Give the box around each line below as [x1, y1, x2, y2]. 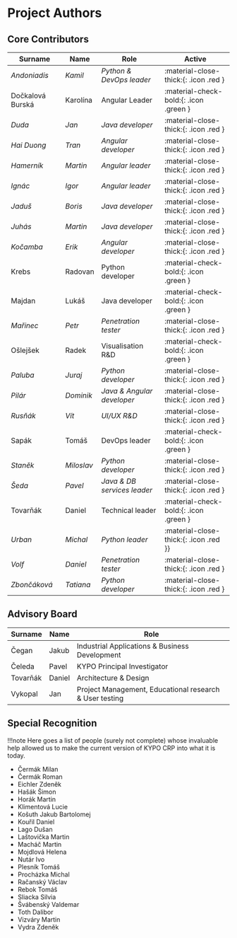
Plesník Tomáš [17, 862, 60, 871]
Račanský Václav [17, 877, 68, 886]
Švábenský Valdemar [17, 900, 80, 908]
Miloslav [65, 461, 93, 470]
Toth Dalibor [17, 908, 54, 916]
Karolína [65, 95, 93, 105]
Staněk [11, 461, 35, 470]
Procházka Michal [17, 870, 71, 879]
